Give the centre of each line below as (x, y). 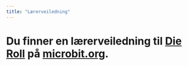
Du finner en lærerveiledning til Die (94, 41)
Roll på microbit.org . (57, 54)
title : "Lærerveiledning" (38, 12)
